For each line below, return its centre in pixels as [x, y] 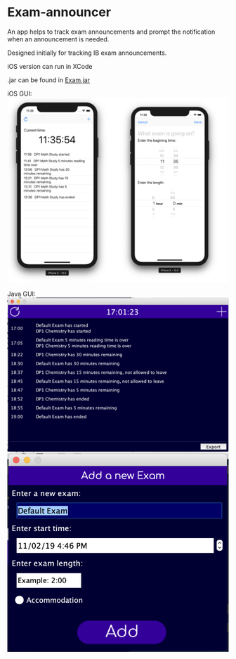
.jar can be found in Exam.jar [48, 80]
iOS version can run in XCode [50, 66]
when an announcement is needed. [58, 39]
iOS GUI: [20, 93]
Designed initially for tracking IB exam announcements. [87, 53]
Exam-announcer [59, 12]
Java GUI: [21, 294]
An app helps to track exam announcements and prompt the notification [111, 32]
